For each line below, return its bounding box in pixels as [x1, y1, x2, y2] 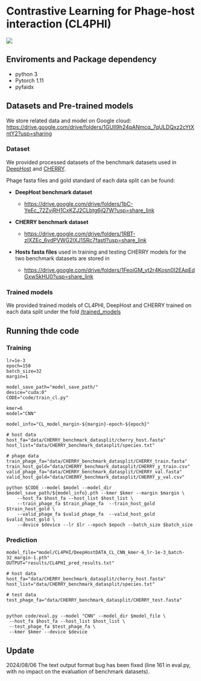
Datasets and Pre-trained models [6, 101, 134, 111]
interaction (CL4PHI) [6, 17, 112, 31]
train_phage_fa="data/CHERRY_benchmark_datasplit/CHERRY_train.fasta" [6, 458, 188, 464]
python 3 [14, 70, 38, 77]
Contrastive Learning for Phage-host [6, 4, 195, 18]
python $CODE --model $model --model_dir [6, 484, 112, 491]
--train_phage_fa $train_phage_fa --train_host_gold [17, 501, 155, 507]
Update [6, 645, 35, 656]
